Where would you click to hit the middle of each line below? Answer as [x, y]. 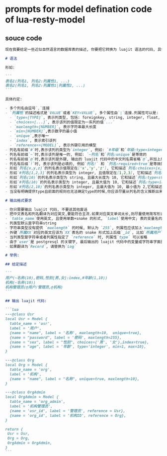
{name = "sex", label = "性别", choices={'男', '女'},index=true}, [79, 342]
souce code [24, 38]
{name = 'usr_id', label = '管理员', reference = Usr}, [68, 411]
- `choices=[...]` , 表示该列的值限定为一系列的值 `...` [62, 122]
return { [14, 429]
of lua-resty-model [45, 20]
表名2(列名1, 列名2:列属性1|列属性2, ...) [45, 86]
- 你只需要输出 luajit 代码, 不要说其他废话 [46, 209]
